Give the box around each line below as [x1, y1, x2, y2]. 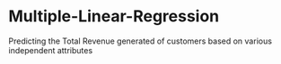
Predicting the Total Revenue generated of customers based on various [8, 36, 273, 46]
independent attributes [8, 44, 93, 55]
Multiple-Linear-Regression [8, 6, 220, 27]
